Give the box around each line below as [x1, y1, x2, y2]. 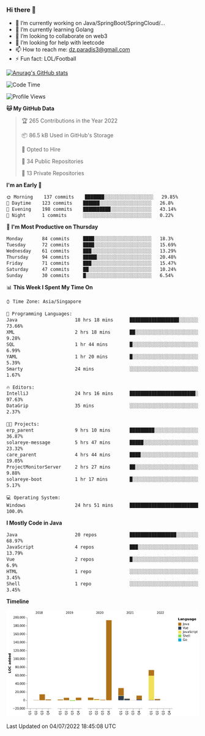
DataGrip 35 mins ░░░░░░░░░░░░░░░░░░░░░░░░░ [6, 403, 199, 409]
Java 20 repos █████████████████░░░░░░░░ [6, 532, 199, 538]
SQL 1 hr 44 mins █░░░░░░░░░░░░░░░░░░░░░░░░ [6, 341, 199, 348]
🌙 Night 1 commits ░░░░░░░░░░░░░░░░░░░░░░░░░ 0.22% [6, 213, 174, 219]
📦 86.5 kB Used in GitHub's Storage [21, 132, 114, 139]
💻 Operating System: [6, 495, 61, 501]
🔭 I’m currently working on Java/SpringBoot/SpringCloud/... [15, 20, 165, 27]
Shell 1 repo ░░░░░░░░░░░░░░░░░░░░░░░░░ [6, 581, 199, 587]
